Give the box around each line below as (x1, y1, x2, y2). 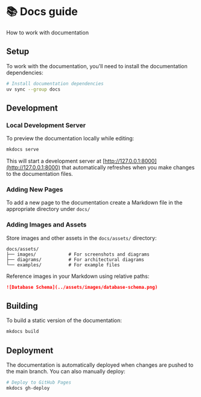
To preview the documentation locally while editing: (6, 135, 135, 142)
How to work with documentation (6, 28, 89, 36)
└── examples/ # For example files (6, 262, 120, 268)
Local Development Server (6, 121, 86, 129)
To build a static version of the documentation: (6, 317, 123, 324)
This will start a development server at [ (6, 158, 105, 165)
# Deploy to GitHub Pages (6, 379, 71, 386)
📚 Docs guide (6, 5, 78, 19)
